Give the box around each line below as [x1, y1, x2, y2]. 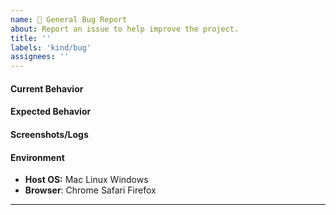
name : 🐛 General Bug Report [10, 14, 128, 25]
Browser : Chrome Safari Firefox [24, 184, 157, 196]
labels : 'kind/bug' [10, 42, 92, 53]
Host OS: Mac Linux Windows [24, 174, 149, 186]
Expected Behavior [10, 106, 92, 118]
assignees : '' [10, 52, 70, 62]
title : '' [10, 33, 52, 43]
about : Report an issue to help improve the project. [10, 24, 240, 34]
